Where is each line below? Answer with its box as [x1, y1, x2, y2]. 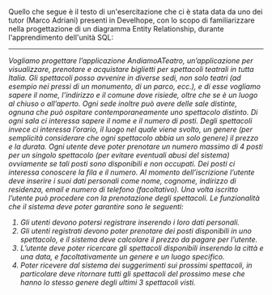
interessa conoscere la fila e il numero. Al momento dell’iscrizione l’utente [8, 167, 255, 177]
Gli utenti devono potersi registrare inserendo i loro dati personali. [19, 217, 240, 227]
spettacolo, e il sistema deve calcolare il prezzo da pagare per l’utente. [19, 234, 258, 244]
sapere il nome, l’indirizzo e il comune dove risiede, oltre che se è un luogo [8, 91, 258, 99]
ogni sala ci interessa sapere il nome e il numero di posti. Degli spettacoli [8, 116, 253, 125]
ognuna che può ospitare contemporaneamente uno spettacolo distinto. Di [8, 107, 258, 116]
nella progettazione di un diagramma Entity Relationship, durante [8, 24, 224, 33]
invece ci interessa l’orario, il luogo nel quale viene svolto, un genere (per [8, 124, 253, 134]
